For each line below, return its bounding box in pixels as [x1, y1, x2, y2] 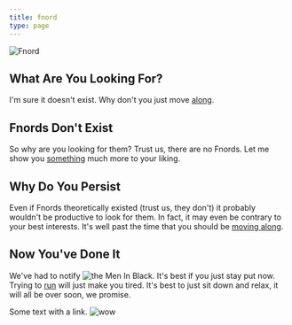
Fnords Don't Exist [9, 120, 114, 135]
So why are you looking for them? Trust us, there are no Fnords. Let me [9, 143, 270, 155]
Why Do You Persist [9, 179, 122, 194]
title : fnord [9, 12, 58, 22]
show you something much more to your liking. [9, 153, 181, 164]
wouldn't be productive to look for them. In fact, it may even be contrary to [9, 212, 282, 222]
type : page [9, 21, 50, 30]
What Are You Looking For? [9, 71, 163, 86]
